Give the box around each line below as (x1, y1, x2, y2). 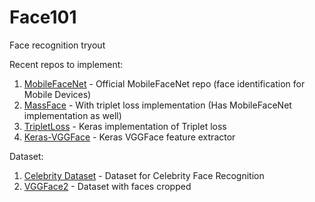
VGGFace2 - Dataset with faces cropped (23, 180, 192, 192)
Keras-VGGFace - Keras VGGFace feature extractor (23, 131, 236, 143)
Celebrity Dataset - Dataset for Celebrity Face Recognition (23, 169, 265, 181)
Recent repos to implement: (9, 58, 124, 70)
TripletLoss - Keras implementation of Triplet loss (23, 120, 227, 132)
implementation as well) (23, 109, 122, 121)
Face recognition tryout (9, 39, 106, 51)
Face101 (9, 6, 77, 29)
